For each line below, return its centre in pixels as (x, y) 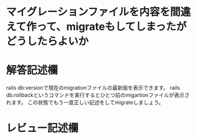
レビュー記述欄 (42, 128)
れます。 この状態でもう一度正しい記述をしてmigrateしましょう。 (85, 103)
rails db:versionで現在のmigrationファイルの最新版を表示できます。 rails (93, 88)
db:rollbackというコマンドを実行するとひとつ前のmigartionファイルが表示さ (98, 95)
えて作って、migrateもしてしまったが (96, 27)
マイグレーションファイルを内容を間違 (98, 12)
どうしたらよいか (48, 41)
